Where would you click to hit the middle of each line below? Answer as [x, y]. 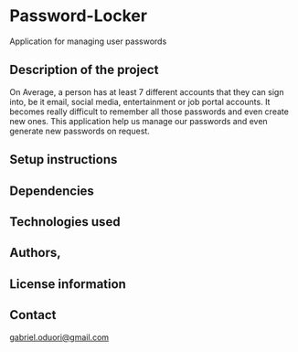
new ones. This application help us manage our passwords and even [138, 121]
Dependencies [52, 191]
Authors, [35, 253]
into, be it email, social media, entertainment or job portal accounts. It [140, 101]
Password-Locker [79, 16]
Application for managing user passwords [88, 41]
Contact [33, 315]
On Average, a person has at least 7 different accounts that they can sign [147, 91]
